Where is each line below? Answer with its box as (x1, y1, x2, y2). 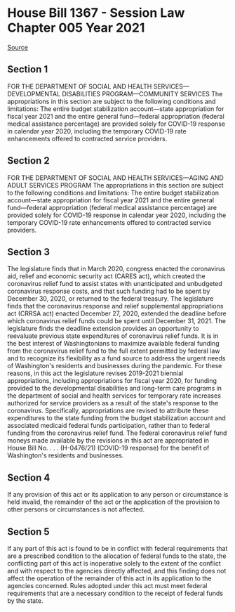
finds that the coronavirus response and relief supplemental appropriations (7, 302, 224, 311)
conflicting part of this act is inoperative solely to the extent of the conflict (7, 559, 221, 567)
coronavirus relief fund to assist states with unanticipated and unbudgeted (7, 280, 222, 288)
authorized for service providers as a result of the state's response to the (7, 399, 219, 408)
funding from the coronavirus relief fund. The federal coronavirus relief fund (7, 429, 227, 437)
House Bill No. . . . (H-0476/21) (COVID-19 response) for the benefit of (7, 444, 210, 453)
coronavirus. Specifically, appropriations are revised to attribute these (7, 406, 209, 415)
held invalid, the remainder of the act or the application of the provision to (7, 497, 220, 507)
